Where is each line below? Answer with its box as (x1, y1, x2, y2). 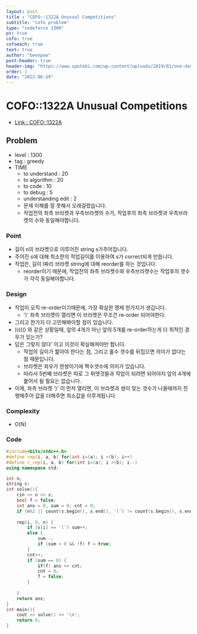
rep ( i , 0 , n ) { (16, 519, 54, 525)
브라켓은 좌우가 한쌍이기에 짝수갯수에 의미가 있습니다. (23, 363, 146, 370)
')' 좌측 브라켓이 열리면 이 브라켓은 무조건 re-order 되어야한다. (23, 312, 166, 319)
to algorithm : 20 (23, 176, 63, 183)
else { (27, 530, 43, 536)
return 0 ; (16, 618, 41, 623)
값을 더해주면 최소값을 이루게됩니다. (35, 392, 117, 399)
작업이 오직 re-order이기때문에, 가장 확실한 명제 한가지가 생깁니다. (14, 304, 167, 311)
